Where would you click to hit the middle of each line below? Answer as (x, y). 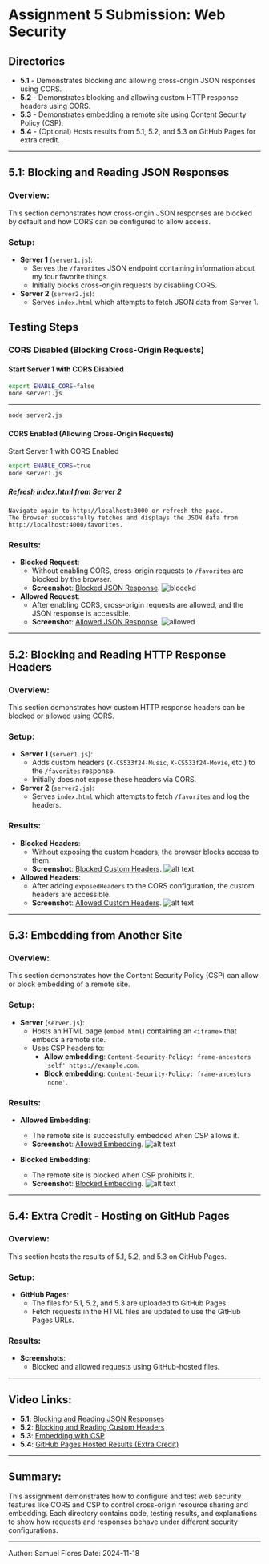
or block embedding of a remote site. (69, 984)
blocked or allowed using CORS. (61, 716)
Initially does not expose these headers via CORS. (114, 780)
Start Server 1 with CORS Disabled (66, 369)
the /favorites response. (74, 771)
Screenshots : (43, 1358)
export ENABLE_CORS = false (51, 386)
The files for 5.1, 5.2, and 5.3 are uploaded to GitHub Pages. (130, 1303)
